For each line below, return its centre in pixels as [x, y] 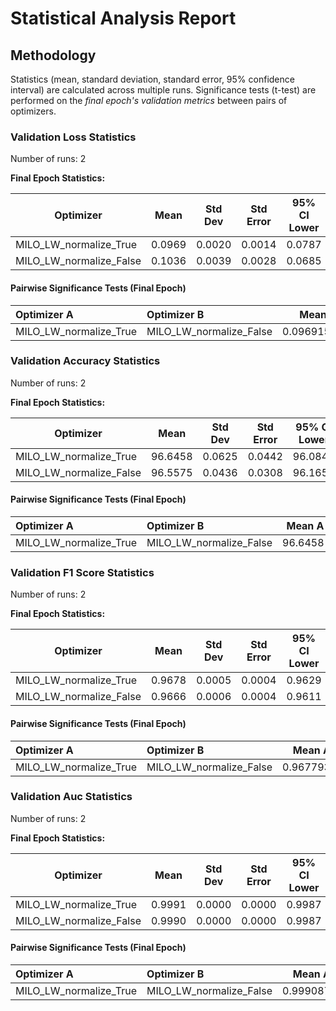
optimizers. [33, 111]
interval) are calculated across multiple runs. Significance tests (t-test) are [163, 90]
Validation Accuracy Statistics [85, 361]
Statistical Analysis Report [123, 18]
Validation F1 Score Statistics [82, 572]
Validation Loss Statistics [73, 137]
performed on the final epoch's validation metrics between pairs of [149, 100]
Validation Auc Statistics [71, 797]
